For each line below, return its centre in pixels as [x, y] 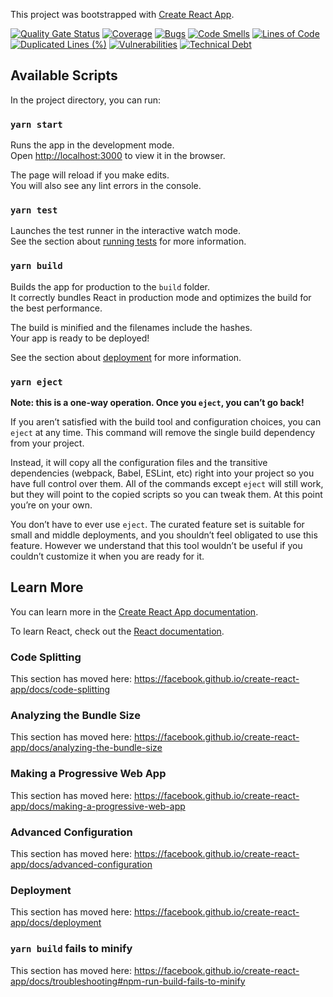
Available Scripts [64, 75]
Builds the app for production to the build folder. [110, 286]
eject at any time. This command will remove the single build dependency [163, 432]
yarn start [36, 124]
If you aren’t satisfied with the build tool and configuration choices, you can [166, 422]
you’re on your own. [51, 505]
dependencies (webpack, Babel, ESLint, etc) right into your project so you [162, 473]
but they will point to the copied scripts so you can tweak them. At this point [166, 494]
